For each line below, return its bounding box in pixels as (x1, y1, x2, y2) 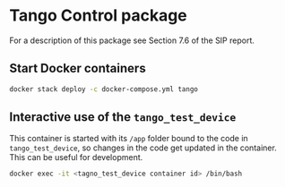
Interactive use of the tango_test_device (9, 109, 237, 125)
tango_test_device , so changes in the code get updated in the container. (9, 142, 278, 153)
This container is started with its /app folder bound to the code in (9, 133, 248, 144)
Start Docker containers (9, 61, 146, 76)
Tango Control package (9, 5, 188, 26)
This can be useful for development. (9, 152, 143, 163)
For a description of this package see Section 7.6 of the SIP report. (9, 35, 255, 46)
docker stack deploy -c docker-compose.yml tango (9, 84, 199, 94)
